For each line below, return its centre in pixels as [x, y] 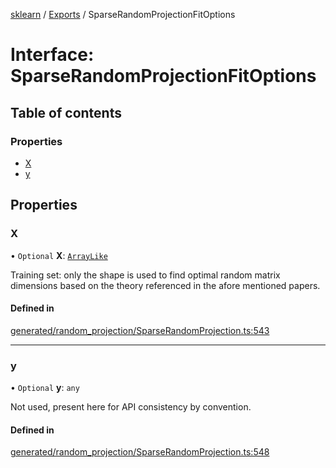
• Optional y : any [45, 388]
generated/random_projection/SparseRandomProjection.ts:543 [140, 330]
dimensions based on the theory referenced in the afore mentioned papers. [165, 285]
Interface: [52, 55]
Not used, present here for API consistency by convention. [131, 407]
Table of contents [66, 112]
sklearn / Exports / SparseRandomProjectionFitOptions [123, 14]
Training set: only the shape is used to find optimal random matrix [145, 275]
